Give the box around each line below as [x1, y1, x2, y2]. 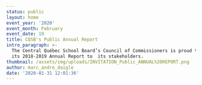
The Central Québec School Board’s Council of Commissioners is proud [11, 48, 192, 54]
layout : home [6, 14, 39, 20]
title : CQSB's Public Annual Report [6, 37, 98, 42]
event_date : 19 [6, 31, 44, 37]
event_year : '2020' [6, 20, 55, 26]
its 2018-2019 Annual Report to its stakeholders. [11, 53, 144, 59]
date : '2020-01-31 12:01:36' [6, 70, 79, 76]
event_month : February [6, 25, 63, 32]
